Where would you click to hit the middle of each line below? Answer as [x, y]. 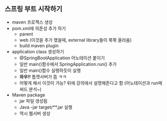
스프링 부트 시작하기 [33, 9]
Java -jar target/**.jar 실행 [46, 107]
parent [26, 34]
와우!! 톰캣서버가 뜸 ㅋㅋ [43, 76]
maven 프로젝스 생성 [32, 22]
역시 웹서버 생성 [35, 113]
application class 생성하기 [38, 51]
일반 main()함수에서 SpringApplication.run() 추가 [68, 64]
